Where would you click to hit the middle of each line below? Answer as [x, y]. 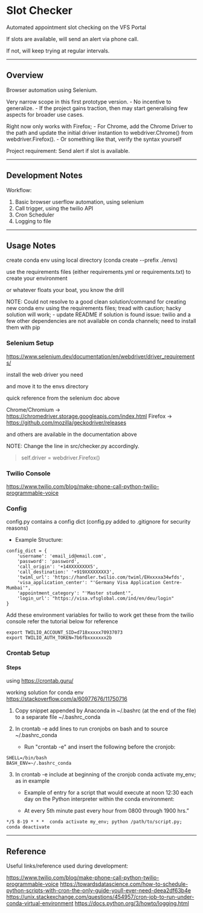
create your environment [37, 278]
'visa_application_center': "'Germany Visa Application [89, 583]
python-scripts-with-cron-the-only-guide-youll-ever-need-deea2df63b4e [99, 891]
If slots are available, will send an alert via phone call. [72, 39]
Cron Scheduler [34, 215]
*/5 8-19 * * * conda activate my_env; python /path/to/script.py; [94, 822]
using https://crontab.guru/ [40, 681]
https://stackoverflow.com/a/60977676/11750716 [67, 699]
